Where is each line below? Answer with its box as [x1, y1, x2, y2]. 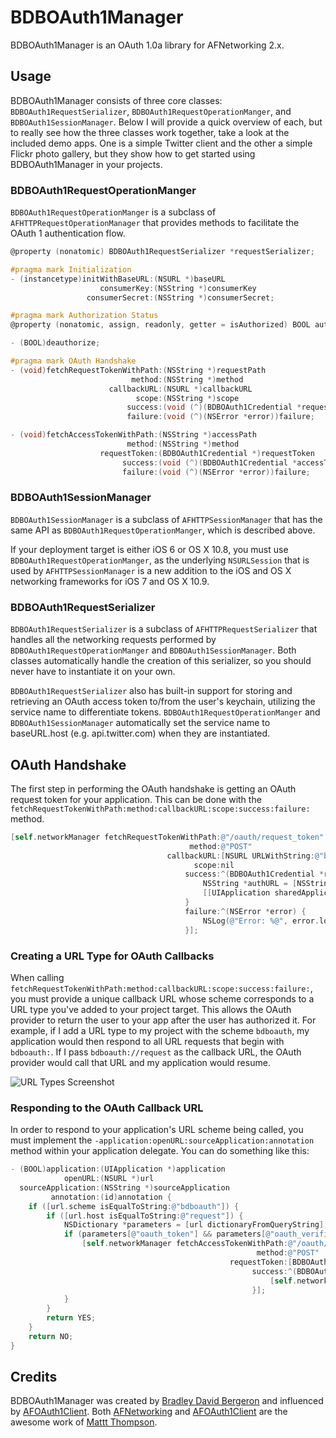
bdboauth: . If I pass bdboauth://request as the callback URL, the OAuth [10, 1046, 302, 1058]
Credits [10, 1369, 58, 1386]
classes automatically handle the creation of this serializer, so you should [10, 655, 312, 667]
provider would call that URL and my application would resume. [10, 1056, 271, 1068]
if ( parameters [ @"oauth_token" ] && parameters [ [63, 1229, 267, 1240]
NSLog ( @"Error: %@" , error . [202, 916, 320, 926]
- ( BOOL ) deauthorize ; [10, 338, 101, 348]
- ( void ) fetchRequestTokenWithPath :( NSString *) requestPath [10, 365, 267, 375]
